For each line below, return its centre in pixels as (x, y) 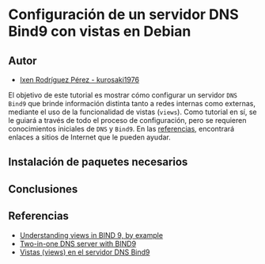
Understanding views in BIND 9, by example (91, 235)
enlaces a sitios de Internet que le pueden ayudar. (90, 137)
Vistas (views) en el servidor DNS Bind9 (85, 252)
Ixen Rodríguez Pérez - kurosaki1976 (79, 80)
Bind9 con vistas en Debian (100, 31)
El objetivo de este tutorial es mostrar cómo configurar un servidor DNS (123, 95)
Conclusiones (43, 189)
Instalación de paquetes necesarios (98, 162)
